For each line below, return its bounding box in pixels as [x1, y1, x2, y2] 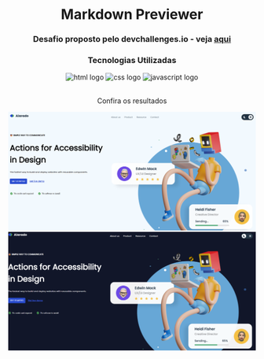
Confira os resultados [97, 96, 167, 105]
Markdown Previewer [60, 6, 203, 24]
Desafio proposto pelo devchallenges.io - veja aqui [32, 34, 232, 45]
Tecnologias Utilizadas [87, 55, 177, 66]
